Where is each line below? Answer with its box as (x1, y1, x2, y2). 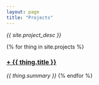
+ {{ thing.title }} (6, 58, 57, 67)
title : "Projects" (6, 15, 53, 21)
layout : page (6, 8, 40, 15)
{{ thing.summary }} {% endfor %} (6, 72, 93, 79)
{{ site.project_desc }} (6, 31, 62, 38)
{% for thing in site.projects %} (6, 43, 84, 50)
